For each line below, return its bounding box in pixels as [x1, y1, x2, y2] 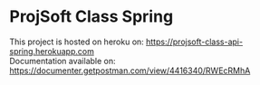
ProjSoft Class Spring [9, 6, 174, 27]
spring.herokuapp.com [9, 45, 95, 56]
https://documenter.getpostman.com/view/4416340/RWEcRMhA [9, 65, 251, 76]
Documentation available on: [9, 55, 116, 66]
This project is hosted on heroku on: [9, 36, 145, 47]
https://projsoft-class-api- [146, 36, 243, 47]
